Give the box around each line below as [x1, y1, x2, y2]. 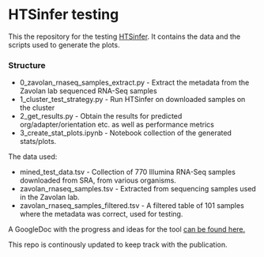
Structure [8, 59, 46, 70]
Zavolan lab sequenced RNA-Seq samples [19, 86, 157, 96]
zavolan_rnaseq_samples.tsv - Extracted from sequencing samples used [19, 184, 257, 194]
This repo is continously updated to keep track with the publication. [8, 240, 228, 250]
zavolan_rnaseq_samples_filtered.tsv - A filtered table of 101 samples [19, 201, 245, 210]
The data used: [8, 152, 58, 161]
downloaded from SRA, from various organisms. [19, 176, 176, 185]
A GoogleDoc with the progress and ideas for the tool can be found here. [8, 225, 246, 234]
